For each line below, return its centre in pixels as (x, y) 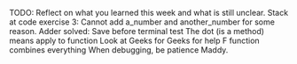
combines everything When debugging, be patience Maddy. (119, 50)
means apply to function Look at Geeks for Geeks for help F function (134, 40)
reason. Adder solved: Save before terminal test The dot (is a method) (137, 31)
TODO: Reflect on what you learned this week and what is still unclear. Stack (149, 13)
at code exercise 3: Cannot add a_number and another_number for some (142, 22)
